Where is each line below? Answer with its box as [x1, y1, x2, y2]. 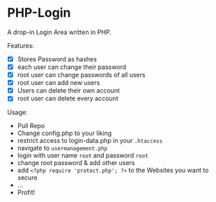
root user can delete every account [17, 94, 118, 102]
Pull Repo [17, 122, 45, 130]
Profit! [17, 188, 36, 196]
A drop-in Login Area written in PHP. [7, 28, 111, 36]
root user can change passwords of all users [17, 71, 146, 79]
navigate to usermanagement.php [17, 144, 108, 153]
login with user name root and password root [17, 151, 148, 160]
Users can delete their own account [17, 86, 121, 95]
